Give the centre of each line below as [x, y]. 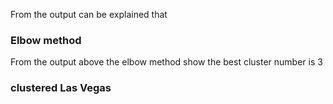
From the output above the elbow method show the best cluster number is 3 [166, 62]
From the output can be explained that [89, 14]
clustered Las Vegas [61, 88]
